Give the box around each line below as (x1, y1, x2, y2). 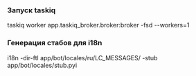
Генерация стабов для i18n (7, 38, 103, 48)
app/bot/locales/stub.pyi (7, 61, 78, 69)
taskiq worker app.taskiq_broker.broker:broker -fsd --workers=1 (7, 21, 190, 29)
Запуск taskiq (7, 5, 56, 15)
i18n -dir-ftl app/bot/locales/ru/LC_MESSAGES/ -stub (7, 53, 158, 62)
